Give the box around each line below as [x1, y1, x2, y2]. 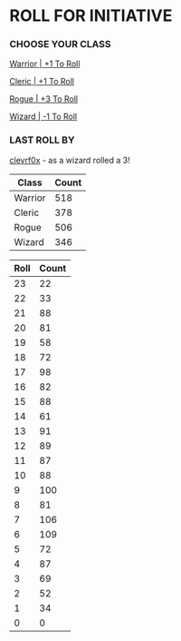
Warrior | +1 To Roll [9, 58, 81, 69]
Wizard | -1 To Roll [9, 111, 78, 123]
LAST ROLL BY [9, 133, 75, 146]
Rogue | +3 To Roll [9, 94, 79, 104]
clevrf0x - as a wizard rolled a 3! [9, 154, 130, 165]
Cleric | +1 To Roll [9, 76, 75, 87]
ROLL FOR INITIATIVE [9, 5, 173, 26]
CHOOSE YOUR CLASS [9, 38, 111, 51]
